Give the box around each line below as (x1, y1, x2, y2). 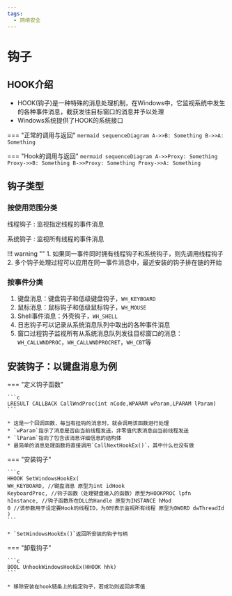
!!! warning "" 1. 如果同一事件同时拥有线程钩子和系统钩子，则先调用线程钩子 (7, 250, 224, 258)
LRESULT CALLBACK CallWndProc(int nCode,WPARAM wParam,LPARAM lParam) (7, 400, 217, 408)
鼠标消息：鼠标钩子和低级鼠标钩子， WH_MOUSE (17, 303, 147, 312)
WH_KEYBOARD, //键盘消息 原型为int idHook (7, 482, 125, 490)
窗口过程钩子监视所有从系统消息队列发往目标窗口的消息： (17, 329, 183, 338)
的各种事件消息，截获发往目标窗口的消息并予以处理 (17, 107, 164, 116)
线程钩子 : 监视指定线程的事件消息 (7, 220, 105, 229)
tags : (7, 10, 23, 17)
